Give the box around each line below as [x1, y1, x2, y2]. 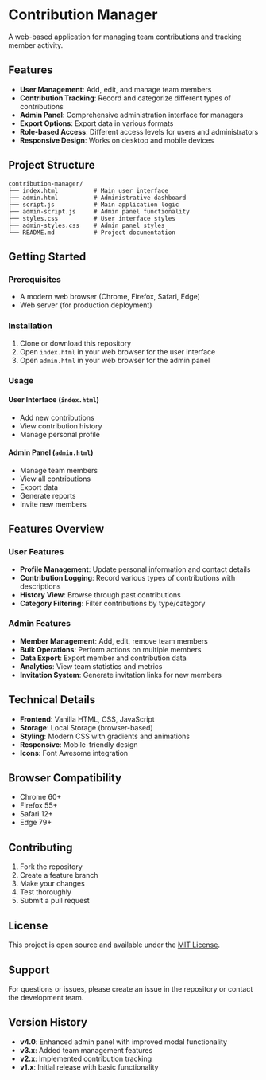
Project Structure [8, 158, 95, 172]
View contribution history [19, 421, 102, 431]
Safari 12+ [19, 809, 53, 819]
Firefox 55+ [19, 800, 58, 810]
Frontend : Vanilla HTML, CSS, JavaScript [19, 714, 155, 724]
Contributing [8, 840, 73, 854]
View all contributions [19, 474, 91, 483]
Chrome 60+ [19, 792, 62, 802]
